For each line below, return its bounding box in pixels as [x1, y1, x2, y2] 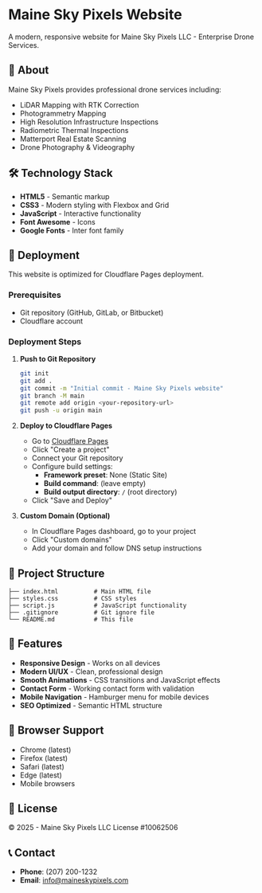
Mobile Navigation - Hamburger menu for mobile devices [19, 691, 209, 702]
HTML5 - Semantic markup [19, 191, 110, 201]
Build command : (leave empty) [43, 479, 147, 488]
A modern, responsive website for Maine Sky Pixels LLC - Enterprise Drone [8, 32, 255, 41]
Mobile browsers [19, 778, 76, 788]
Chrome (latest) [19, 745, 72, 754]
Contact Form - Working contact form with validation [19, 683, 195, 693]
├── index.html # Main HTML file [8, 588, 151, 596]
